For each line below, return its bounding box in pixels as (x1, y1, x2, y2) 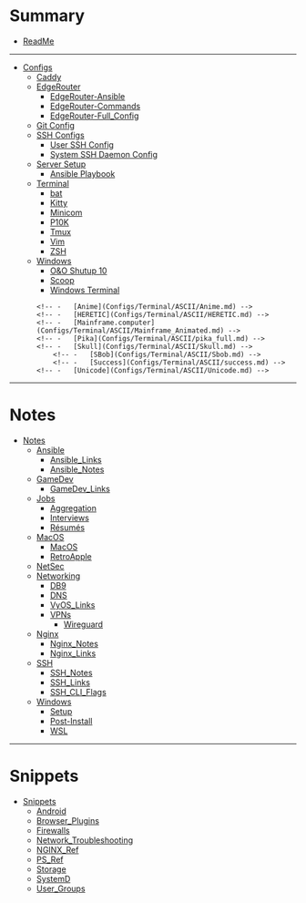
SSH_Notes (49, 667, 93, 678)
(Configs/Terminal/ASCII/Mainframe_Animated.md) (36, 325, 225, 335)
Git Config (36, 119, 75, 130)
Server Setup (36, 159, 87, 169)
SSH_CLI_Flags (49, 686, 107, 697)
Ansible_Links (49, 454, 102, 465)
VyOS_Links (49, 599, 96, 611)
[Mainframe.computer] (73, 318, 156, 327)
